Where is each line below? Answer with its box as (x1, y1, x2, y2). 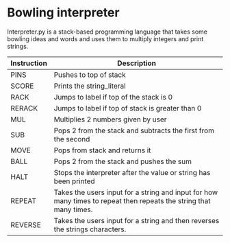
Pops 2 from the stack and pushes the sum (53, 157, 192, 166)
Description (117, 58, 156, 68)
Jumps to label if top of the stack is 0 (53, 92, 173, 102)
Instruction (10, 58, 48, 68)
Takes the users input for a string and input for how (53, 187, 218, 197)
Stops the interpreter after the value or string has (53, 167, 211, 177)
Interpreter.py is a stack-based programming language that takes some (7, 27, 207, 36)
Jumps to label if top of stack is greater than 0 (53, 103, 202, 113)
